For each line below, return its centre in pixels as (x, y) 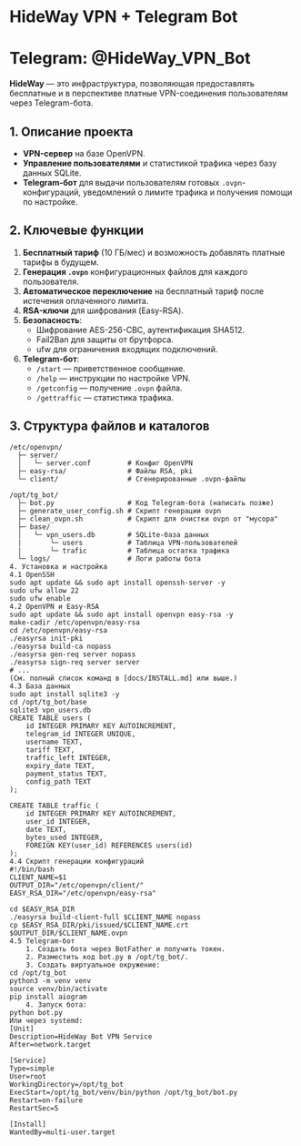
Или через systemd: (46, 1020)
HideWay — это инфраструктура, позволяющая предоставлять (132, 84)
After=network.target (50, 1044)
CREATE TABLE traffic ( (55, 806)
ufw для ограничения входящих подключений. (127, 349)
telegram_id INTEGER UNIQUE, (81, 734)
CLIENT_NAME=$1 (38, 877)
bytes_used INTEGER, (65, 837)
